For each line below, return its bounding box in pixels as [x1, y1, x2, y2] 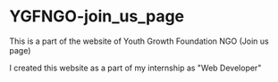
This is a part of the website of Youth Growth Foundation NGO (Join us [9, 36, 270, 46]
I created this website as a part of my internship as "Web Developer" [9, 62, 262, 73]
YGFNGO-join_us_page [9, 6, 185, 27]
